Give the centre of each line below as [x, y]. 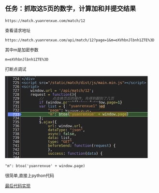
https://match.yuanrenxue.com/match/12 [45, 21]
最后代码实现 [18, 186]
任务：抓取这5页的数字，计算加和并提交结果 [71, 9]
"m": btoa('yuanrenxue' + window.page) [45, 166]
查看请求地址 [18, 30]
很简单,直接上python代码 [29, 175]
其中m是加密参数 [22, 49]
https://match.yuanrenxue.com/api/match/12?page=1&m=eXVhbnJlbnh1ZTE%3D [80, 40]
